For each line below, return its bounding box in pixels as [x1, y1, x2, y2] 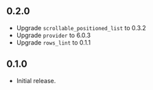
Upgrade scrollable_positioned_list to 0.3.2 [16, 23, 147, 32]
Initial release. [16, 76, 56, 85]
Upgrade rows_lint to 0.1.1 [16, 38, 91, 47]
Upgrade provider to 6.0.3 [16, 31, 91, 39]
